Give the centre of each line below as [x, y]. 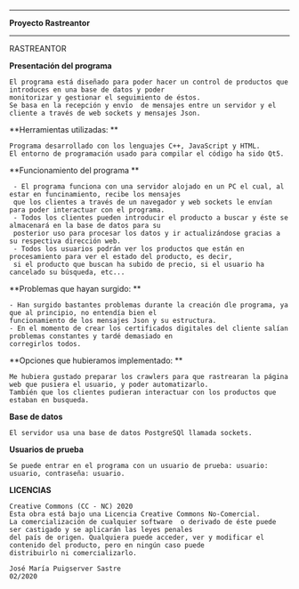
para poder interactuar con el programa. [87, 210]
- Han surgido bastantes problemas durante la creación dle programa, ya [149, 305]
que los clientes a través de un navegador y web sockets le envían [143, 202]
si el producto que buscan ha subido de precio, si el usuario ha [139, 264]
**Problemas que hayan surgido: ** [75, 289]
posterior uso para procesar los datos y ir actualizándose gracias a [146, 233]
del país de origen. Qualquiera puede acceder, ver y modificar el [137, 537]
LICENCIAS [30, 490]
